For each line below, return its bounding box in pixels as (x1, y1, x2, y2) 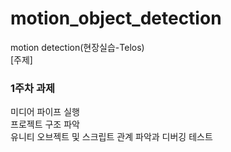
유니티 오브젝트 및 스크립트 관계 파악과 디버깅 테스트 (10, 131, 213, 143)
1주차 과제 (10, 81, 56, 95)
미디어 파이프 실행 (10, 106, 80, 118)
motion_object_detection (10, 7, 222, 30)
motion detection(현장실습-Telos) (10, 41, 145, 53)
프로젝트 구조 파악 (10, 118, 80, 131)
